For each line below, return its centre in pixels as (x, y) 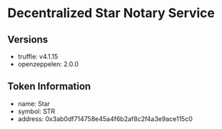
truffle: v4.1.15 (38, 56)
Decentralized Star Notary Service (111, 13)
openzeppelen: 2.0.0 (48, 64)
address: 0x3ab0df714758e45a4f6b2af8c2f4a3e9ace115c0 (105, 118)
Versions (28, 40)
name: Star (34, 103)
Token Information (49, 87)
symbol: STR (36, 111)
